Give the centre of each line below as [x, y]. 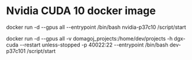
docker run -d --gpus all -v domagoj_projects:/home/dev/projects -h [90, 38]
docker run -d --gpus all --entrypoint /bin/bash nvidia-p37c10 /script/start [96, 27]
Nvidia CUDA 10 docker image [81, 11]
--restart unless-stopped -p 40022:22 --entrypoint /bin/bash [94, 45]
